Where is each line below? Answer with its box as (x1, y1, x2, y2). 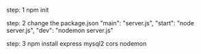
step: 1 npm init (6, 6, 49, 14)
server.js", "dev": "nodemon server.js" (6, 27, 113, 34)
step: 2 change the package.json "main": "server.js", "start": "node (6, 19, 194, 27)
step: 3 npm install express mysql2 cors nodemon (6, 40, 147, 47)
